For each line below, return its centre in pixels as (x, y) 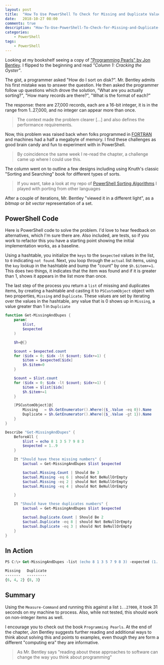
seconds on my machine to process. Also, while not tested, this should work (82, 612)
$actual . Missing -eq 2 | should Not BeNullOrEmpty (75, 482)
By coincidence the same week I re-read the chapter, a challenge (82, 154)
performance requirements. (45, 125)
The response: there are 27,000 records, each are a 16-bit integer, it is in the (82, 105)
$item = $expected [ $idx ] (48, 360)
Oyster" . (13, 70)
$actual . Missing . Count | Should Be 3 (61, 472)
